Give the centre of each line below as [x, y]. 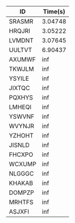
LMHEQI [20, 107]
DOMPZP [22, 193]
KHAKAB [21, 183]
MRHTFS [21, 202]
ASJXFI [19, 212]
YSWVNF [22, 116]
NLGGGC [22, 174]
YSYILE [19, 78]
